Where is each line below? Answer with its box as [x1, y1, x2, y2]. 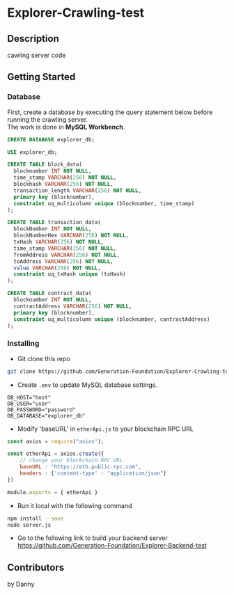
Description [7, 33, 59, 45]
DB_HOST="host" [7, 394, 52, 401]
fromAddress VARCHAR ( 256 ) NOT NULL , [13, 251, 120, 258]
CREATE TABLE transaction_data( [7, 219, 101, 226]
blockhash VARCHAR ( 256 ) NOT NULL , [13, 181, 114, 188]
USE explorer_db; [7, 148, 58, 156]
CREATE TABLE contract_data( [7, 290, 92, 297]
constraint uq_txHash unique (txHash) [13, 271, 127, 278]
